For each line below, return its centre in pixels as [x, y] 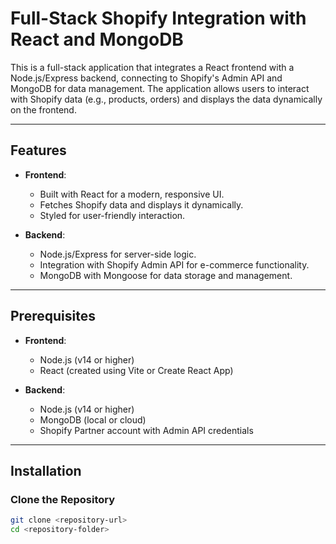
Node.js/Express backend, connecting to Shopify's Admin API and [146, 78]
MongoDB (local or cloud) [93, 419]
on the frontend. [43, 109]
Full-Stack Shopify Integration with [158, 18]
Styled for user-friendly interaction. [112, 215]
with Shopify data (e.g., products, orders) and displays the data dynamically [166, 99]
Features [38, 150]
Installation [46, 470]
